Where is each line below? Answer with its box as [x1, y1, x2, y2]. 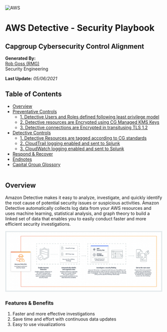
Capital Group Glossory [12, 162, 61, 167]
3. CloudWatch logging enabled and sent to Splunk [19, 146, 125, 152]
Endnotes [12, 156, 32, 162]
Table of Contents [5, 90, 62, 99]
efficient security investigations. [5, 221, 71, 227]
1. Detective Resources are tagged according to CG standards [19, 135, 147, 141]
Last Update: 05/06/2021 [5, 76, 57, 81]
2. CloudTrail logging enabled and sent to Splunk [19, 140, 121, 146]
